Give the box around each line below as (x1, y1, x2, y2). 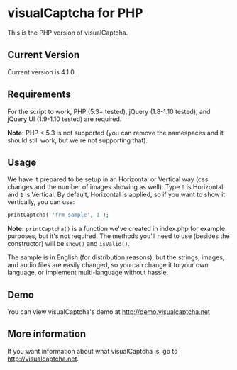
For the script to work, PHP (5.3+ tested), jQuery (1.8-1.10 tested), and (7, 107, 211, 116)
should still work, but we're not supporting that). (7, 136, 148, 145)
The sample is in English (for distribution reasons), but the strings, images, (7, 253, 225, 262)
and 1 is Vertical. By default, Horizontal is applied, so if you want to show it (7, 190, 226, 199)
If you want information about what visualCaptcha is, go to (7, 347, 178, 355)
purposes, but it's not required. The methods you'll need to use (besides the (7, 232, 230, 240)
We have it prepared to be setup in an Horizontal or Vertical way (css (7, 175, 209, 184)
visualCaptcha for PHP (7, 5, 143, 21)
